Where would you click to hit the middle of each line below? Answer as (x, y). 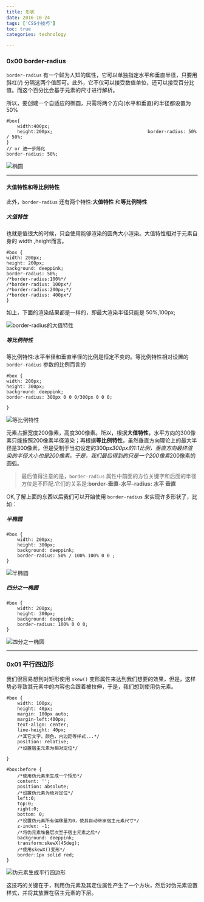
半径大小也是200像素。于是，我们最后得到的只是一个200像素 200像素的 (106, 455)
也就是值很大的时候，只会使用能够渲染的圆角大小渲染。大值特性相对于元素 (99, 233)
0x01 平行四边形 (30, 664)
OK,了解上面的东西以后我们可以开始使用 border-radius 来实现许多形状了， (99, 497)
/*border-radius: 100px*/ (39, 284)
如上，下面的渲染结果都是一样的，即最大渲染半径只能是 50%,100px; (91, 312)
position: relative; (43, 742)
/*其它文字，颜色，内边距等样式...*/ (59, 736)
